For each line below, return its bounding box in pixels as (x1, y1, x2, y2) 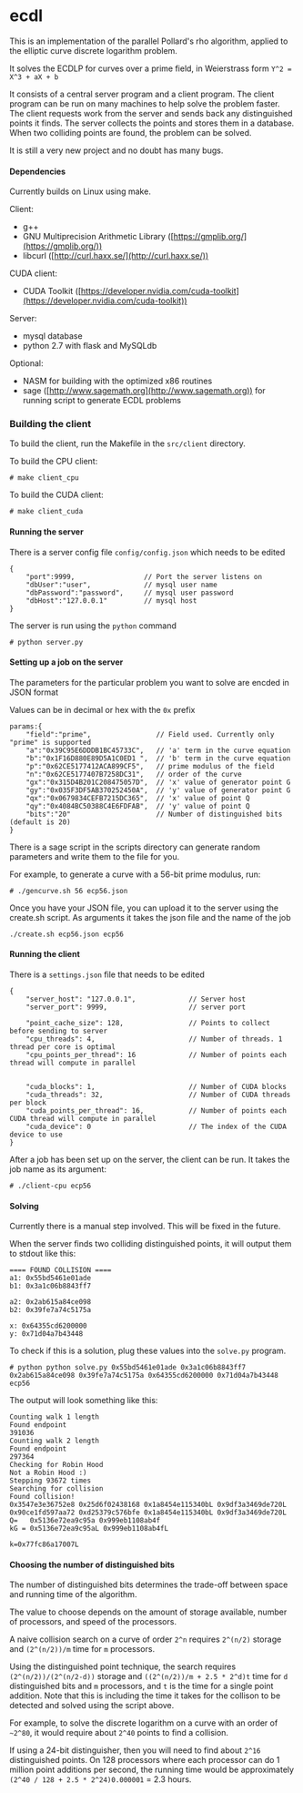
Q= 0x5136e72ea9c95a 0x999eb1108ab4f (9, 1516, 161, 1525)
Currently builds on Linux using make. (9, 186, 152, 197)
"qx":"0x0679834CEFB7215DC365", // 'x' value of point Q (25, 793, 250, 802)
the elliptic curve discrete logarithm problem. (9, 45, 177, 56)
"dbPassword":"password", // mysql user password (25, 588, 234, 597)
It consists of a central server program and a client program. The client (9, 88, 275, 99)
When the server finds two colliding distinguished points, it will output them (9, 1238, 292, 1249)
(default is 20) (9, 817, 71, 827)
